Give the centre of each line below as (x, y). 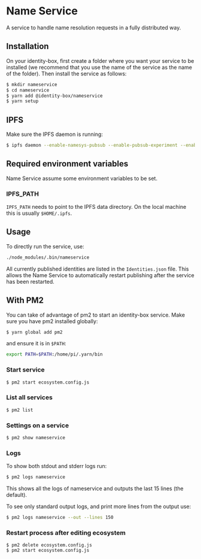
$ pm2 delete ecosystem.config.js (49, 545)
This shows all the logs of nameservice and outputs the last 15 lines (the (95, 488)
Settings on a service (38, 425)
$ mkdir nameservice (32, 84)
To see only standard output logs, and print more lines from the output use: (99, 506)
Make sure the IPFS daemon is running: (55, 134)
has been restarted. (31, 281)
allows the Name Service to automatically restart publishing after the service (100, 275)
